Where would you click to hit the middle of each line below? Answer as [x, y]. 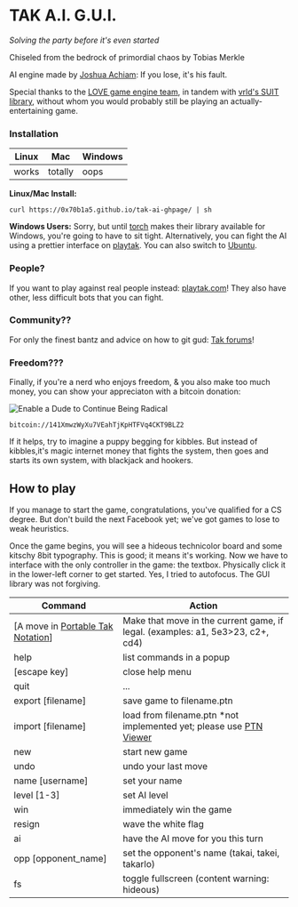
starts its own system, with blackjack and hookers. [101, 461]
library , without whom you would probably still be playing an [119, 101]
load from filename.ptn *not [181, 715]
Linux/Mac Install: [43, 194]
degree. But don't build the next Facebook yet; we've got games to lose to [145, 519]
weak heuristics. [39, 528]
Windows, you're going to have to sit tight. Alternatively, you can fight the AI [148, 236]
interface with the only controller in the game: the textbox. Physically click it [148, 565]
